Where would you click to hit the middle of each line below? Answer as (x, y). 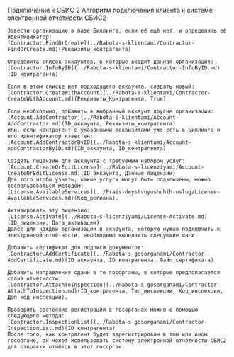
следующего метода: (36, 316)
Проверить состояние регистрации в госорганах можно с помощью (103, 310)
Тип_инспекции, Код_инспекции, (177, 291)
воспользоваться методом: (45, 186)
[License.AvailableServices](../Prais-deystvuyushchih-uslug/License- (114, 192)
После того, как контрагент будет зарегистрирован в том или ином (107, 334)
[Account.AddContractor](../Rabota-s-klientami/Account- (93, 118)
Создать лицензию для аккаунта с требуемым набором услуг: (96, 161)
